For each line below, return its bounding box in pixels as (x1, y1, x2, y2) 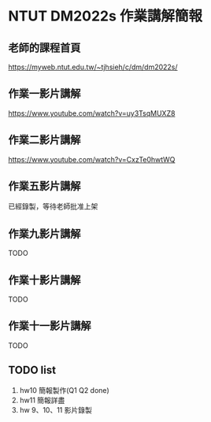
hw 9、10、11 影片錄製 (19, 405, 93, 414)
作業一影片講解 (8, 87, 81, 101)
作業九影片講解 (8, 227, 81, 240)
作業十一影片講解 (8, 320, 91, 333)
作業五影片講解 (8, 180, 81, 193)
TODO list (8, 364, 57, 377)
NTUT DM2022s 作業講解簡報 (8, 7, 203, 25)
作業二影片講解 (8, 133, 81, 146)
